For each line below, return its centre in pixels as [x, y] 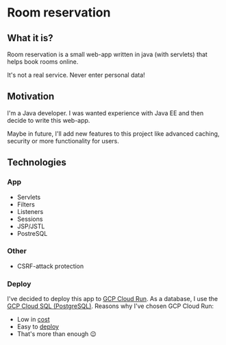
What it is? [30, 38]
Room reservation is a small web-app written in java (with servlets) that [107, 54]
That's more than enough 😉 [57, 334]
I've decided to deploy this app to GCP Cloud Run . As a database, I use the [112, 299]
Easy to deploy [38, 326]
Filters [26, 204]
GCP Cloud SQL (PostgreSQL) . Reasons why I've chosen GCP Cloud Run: [111, 306]
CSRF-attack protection [50, 266]
